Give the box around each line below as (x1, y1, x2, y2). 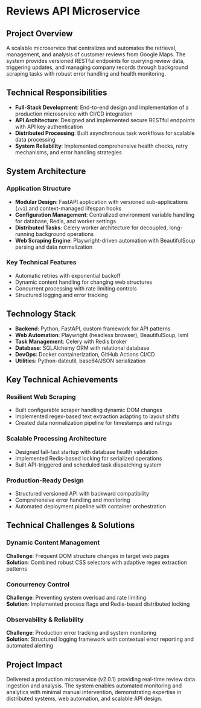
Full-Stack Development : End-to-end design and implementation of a (14, 103, 189, 111)
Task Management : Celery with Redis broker (14, 338, 127, 345)
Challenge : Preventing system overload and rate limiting (6, 594, 147, 601)
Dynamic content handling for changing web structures (14, 278, 153, 286)
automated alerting (6, 642, 53, 649)
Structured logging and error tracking (14, 291, 109, 298)
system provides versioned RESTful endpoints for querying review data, (6, 57, 185, 64)
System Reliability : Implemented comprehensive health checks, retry (14, 142, 188, 149)
